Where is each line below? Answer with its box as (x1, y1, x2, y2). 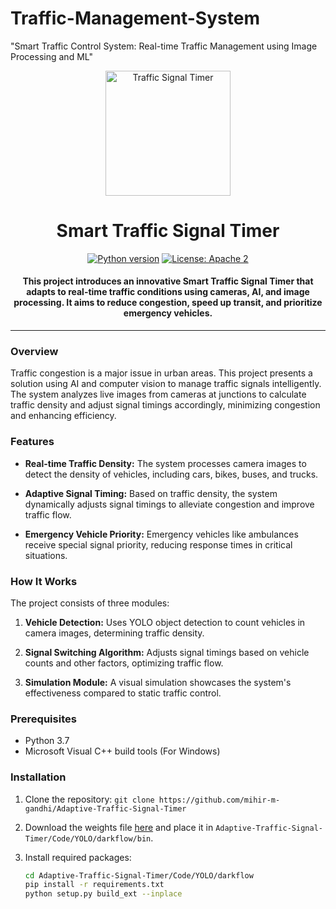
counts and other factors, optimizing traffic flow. (24, 657, 224, 669)
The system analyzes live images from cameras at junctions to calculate (10, 388, 307, 401)
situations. (24, 549, 68, 561)
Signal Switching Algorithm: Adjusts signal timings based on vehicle (24, 646, 310, 658)
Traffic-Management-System (10, 7, 260, 30)
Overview (10, 345, 59, 358)
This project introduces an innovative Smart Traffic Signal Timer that (22, 275, 314, 287)
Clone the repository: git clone (24, 793, 155, 805)
